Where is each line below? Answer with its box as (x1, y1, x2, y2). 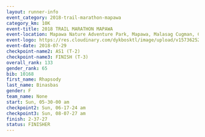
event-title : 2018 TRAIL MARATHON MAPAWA (6, 25, 113, 32)
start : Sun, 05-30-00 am (6, 99, 70, 105)
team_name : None (6, 93, 48, 99)
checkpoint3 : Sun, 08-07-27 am (6, 110, 86, 116)
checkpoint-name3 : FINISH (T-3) (6, 54, 88, 60)
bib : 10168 (6, 71, 34, 77)
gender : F (6, 88, 32, 94)
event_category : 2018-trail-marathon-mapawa (6, 15, 121, 21)
